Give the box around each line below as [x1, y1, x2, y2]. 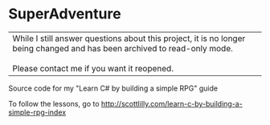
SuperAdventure [8, 5, 122, 23]
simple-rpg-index [8, 107, 67, 117]
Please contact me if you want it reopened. [12, 62, 174, 74]
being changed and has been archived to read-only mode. [12, 42, 233, 54]
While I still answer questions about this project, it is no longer [12, 33, 246, 44]
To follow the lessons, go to [8, 99, 100, 108]
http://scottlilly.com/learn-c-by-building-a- [100, 99, 243, 108]
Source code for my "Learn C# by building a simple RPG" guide [8, 83, 219, 93]
